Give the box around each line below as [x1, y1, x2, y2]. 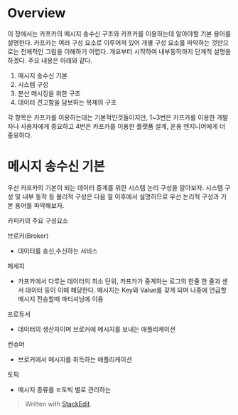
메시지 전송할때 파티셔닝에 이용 [17, 294, 104, 303]
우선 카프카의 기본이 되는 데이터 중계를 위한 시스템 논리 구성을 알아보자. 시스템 [7, 183, 224, 191]
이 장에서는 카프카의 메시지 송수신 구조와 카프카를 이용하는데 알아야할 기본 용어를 [7, 29, 232, 38]
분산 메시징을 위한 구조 [17, 89, 81, 98]
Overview [7, 5, 66, 21]
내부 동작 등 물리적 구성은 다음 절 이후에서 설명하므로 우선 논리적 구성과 [22, 192, 220, 201]
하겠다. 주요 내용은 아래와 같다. [7, 56, 93, 65]
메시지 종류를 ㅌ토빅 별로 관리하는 [17, 385, 112, 394]
